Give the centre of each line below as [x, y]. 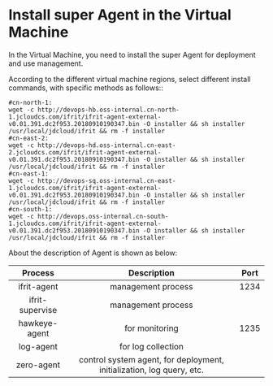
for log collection [152, 346]
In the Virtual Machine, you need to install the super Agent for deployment [132, 54]
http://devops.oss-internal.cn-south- [103, 216]
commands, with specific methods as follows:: [86, 88]
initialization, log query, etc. [152, 370]
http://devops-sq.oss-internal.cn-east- [107, 180]
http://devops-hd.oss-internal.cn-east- [107, 145]
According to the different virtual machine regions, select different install [130, 79]
